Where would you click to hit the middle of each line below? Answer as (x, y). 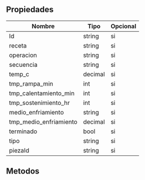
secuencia (23, 64)
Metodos (23, 171)
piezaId (19, 150)
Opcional (124, 26)
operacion (23, 55)
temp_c (19, 74)
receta (18, 45)
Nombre (43, 26)
